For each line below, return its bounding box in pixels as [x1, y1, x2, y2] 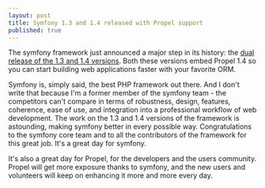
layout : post [8, 11, 51, 20]
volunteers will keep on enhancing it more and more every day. [8, 171, 214, 180]
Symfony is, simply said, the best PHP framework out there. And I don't [8, 80, 240, 89]
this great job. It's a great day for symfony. [8, 139, 146, 149]
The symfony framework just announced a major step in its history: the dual [8, 48, 255, 58]
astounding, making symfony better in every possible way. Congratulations [8, 122, 252, 131]
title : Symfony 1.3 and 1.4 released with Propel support [8, 19, 203, 27]
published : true [8, 26, 62, 34]
